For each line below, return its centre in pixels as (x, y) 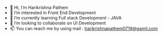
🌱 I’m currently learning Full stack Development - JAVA (66, 18)
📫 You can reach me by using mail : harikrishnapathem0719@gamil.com (84, 28)
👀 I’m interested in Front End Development (53, 13)
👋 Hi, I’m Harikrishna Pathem (39, 8)
